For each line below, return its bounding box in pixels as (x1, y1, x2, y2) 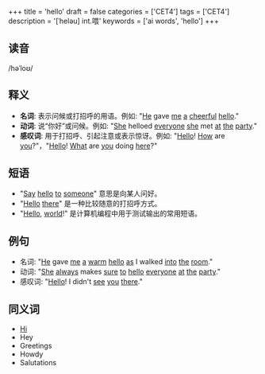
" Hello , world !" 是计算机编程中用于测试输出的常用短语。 (19, 208, 202, 218)
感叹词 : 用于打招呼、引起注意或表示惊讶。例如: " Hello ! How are (19, 131, 225, 140)
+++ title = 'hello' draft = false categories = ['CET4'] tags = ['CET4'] (8, 7, 230, 16)
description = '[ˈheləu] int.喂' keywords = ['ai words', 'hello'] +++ (8, 16, 220, 25)
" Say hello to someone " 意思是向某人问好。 (19, 189, 162, 198)
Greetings (19, 341, 52, 351)
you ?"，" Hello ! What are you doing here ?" (19, 141, 158, 150)
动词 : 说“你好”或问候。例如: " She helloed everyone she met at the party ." (19, 121, 258, 131)
